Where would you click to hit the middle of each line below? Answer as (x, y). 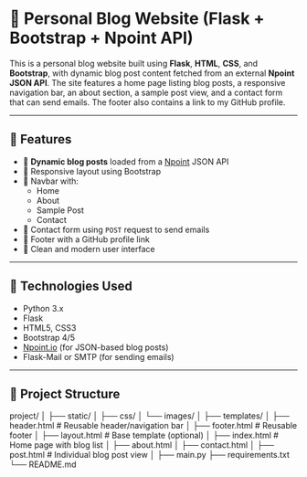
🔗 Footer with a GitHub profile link (86, 239)
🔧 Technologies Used (71, 286)
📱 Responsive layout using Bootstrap (92, 171)
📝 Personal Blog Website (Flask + (137, 19)
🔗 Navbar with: (51, 181)
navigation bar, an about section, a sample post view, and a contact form (146, 92)
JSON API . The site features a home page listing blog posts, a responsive (148, 82)
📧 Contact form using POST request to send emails (116, 229)
